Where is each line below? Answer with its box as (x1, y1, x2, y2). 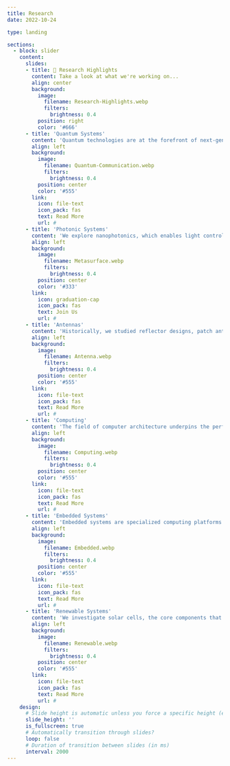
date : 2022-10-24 (7, 16, 57, 23)
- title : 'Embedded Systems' (25, 512, 109, 519)
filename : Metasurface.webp (43, 258, 125, 264)
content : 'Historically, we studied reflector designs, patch (31, 328, 213, 334)
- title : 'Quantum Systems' (25, 130, 106, 137)
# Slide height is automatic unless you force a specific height (25, 710, 216, 717)
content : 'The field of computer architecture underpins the (31, 423, 210, 430)
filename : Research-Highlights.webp (43, 99, 149, 106)
